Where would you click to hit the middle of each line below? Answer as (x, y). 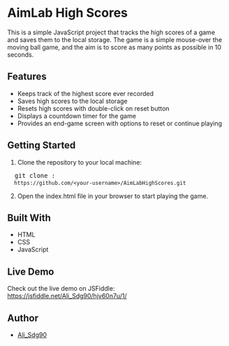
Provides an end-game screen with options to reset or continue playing (119, 123)
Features (27, 77)
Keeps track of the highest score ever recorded (85, 93)
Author (23, 318)
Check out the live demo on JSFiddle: (61, 289)
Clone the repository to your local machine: (79, 162)
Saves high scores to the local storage (72, 101)
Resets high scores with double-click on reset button (93, 108)
